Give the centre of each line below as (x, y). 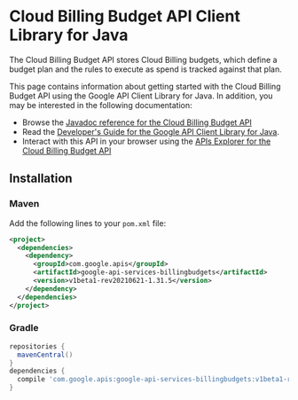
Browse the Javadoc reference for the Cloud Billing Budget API (137, 122)
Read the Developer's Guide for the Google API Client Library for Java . (151, 131)
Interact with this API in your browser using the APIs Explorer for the (146, 141)
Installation (41, 179)
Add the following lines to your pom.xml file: (88, 223)
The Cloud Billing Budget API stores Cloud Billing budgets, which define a (143, 59)
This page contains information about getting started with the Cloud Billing (145, 86)
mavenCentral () (45, 355)
